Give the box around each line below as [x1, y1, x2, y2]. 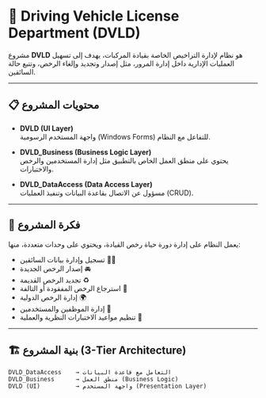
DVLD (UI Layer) [19, 123, 74, 133]
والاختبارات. [19, 164, 54, 174]
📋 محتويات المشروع [8, 98, 100, 112]
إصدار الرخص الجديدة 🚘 [19, 263, 91, 273]
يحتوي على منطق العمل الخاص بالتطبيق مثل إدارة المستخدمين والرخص [19, 155, 229, 165]
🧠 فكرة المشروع [8, 218, 81, 232]
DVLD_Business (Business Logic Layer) [19, 147, 152, 157]
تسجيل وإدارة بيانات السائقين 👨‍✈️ [19, 254, 116, 264]
